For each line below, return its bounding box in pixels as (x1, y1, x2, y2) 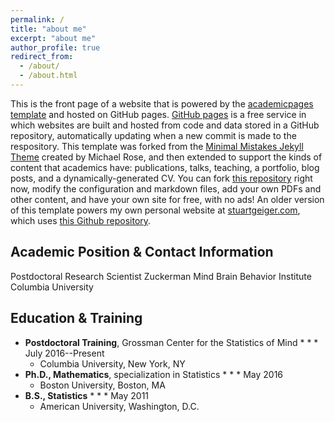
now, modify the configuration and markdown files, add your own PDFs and (10, 182, 322, 195)
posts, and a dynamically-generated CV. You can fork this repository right (10, 172, 313, 184)
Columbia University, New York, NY (39, 357, 186, 370)
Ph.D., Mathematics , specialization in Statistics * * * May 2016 (24, 368, 284, 380)
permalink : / (10, 14, 65, 25)
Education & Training (10, 310, 143, 327)
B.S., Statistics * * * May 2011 (24, 389, 150, 401)
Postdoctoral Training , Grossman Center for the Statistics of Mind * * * (24, 336, 319, 348)
